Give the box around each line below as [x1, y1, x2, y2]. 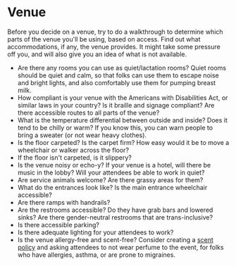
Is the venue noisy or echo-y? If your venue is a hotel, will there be [17, 160, 211, 169]
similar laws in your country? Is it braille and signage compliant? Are [17, 101, 215, 109]
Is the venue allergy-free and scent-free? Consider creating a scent [17, 235, 213, 243]
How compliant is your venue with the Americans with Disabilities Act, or [17, 93, 228, 102]
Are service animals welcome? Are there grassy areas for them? [17, 175, 204, 184]
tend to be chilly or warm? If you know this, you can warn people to [17, 123, 213, 132]
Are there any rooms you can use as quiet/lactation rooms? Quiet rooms [17, 63, 227, 72]
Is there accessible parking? [17, 220, 100, 229]
